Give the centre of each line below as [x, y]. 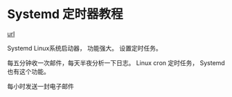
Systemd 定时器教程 [65, 14]
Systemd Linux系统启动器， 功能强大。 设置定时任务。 [84, 48]
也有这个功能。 [28, 71]
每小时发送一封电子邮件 [41, 86]
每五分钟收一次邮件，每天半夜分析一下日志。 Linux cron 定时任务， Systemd [116, 62]
